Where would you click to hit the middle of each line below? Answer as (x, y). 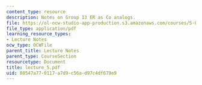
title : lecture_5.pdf (33, 67)
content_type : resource (36, 12)
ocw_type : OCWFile (29, 45)
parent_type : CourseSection (41, 56)
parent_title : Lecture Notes (43, 51)
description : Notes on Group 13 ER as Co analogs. (71, 17)
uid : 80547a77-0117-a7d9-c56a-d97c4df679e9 (62, 73)
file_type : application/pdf (41, 28)
